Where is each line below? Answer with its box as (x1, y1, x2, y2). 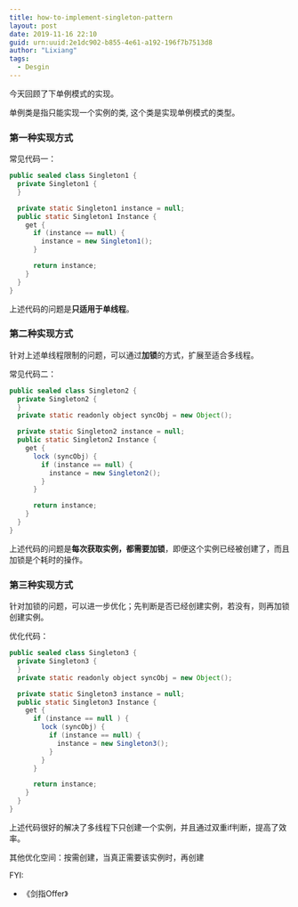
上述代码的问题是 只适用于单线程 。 (9, 304, 134, 314)
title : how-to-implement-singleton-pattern (9, 12, 173, 22)
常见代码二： (9, 368, 56, 379)
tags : (9, 54, 29, 63)
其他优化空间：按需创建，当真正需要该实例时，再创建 (9, 852, 205, 862)
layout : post (9, 21, 58, 30)
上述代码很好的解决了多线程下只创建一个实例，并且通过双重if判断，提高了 (9, 822, 279, 832)
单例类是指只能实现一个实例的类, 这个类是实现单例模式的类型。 (9, 107, 240, 117)
